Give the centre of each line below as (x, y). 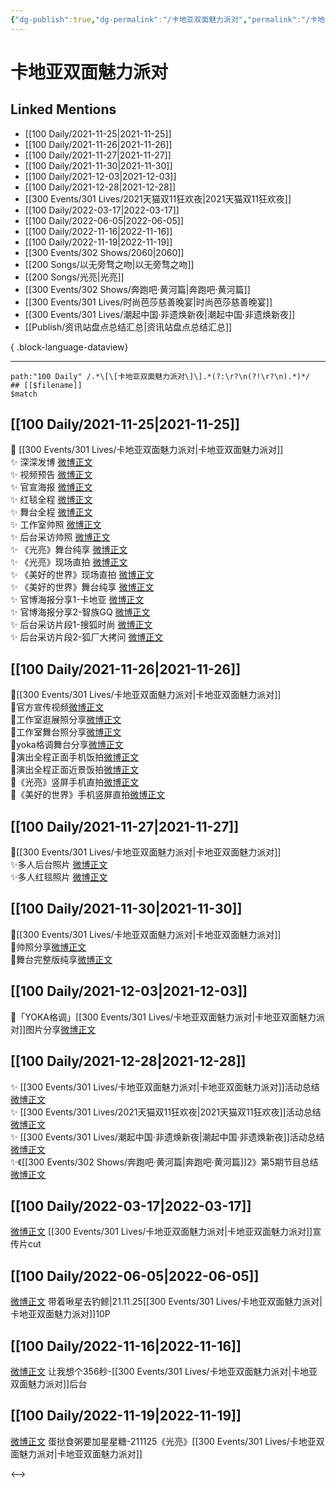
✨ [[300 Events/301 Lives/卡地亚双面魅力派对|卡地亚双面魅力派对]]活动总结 (165, 1087)
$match (24, 394)
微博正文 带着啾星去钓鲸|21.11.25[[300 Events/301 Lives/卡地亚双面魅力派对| (166, 1302)
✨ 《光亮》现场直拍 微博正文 (69, 562)
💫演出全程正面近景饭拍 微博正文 (75, 770)
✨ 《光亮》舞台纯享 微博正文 (69, 550)
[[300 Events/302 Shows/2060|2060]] (104, 252)
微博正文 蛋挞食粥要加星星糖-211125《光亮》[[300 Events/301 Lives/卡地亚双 (167, 1441)
